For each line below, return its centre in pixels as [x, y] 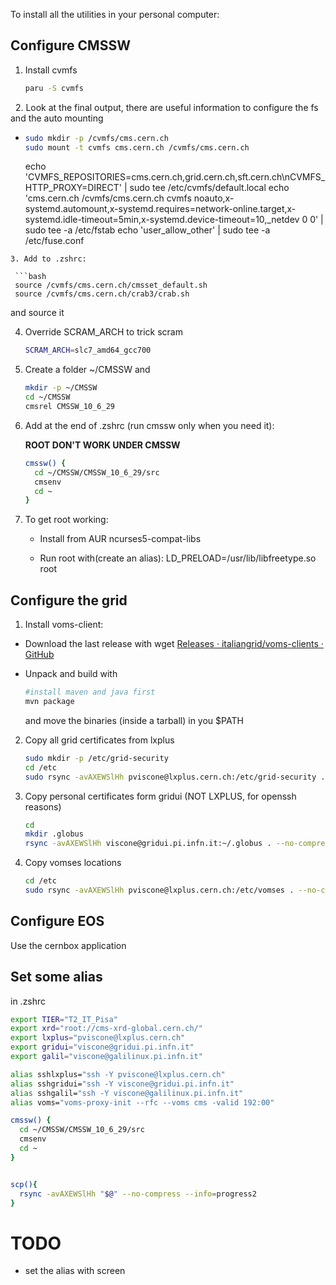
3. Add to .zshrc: [48, 259]
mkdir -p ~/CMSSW [61, 388]
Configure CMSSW [70, 45]
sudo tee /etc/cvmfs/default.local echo [209, 188]
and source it [37, 313]
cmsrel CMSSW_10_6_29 [69, 407]
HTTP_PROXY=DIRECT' [73, 188]
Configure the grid [69, 600]
